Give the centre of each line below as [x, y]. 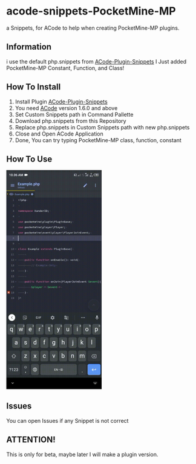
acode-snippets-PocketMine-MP [91, 11]
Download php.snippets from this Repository [70, 121]
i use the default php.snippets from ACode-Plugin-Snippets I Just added [96, 61]
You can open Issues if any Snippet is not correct [67, 420]
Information [29, 47]
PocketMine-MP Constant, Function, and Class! [65, 68]
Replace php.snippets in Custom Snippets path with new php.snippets [102, 127]
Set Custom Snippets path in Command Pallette [74, 114]
